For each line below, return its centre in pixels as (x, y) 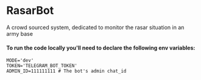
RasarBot (30, 11)
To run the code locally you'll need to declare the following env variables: (101, 48)
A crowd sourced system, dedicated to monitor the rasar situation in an (95, 27)
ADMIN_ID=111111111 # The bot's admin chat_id (66, 71)
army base (20, 33)
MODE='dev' (20, 61)
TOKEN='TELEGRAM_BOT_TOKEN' (42, 66)
